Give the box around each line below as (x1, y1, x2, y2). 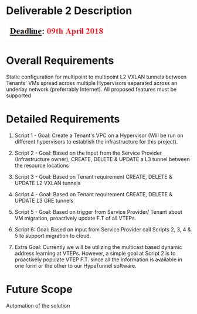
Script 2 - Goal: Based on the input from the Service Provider (14, 149, 162, 156)
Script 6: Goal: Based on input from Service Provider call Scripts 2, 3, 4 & (14, 226, 191, 233)
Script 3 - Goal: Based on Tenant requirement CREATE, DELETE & (14, 173, 173, 180)
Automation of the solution (6, 302, 70, 309)
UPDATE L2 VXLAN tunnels (14, 179, 81, 186)
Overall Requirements (6, 54, 114, 67)
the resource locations (14, 162, 69, 169)
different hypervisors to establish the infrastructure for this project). (14, 138, 178, 145)
